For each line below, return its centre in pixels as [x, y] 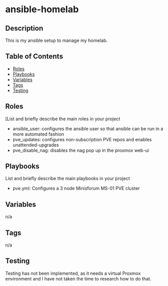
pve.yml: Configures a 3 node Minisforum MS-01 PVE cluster [76, 188]
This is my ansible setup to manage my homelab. [57, 40]
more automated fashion [38, 134]
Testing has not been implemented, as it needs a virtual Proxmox [73, 273]
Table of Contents [34, 56]
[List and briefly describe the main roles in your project [63, 119]
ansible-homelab [42, 9]
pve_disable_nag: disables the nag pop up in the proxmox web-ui [81, 150]
